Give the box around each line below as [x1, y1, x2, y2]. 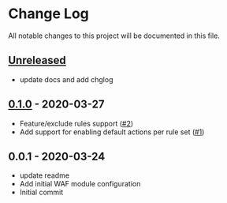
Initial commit [19, 187, 64, 197]
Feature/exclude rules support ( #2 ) [19, 118, 134, 128]
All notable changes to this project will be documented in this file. [8, 31, 221, 40]
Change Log [8, 5, 89, 23]
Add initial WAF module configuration [19, 179, 141, 189]
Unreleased [8, 54, 67, 67]
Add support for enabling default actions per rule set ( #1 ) [19, 127, 205, 137]
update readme [19, 171, 69, 180]
